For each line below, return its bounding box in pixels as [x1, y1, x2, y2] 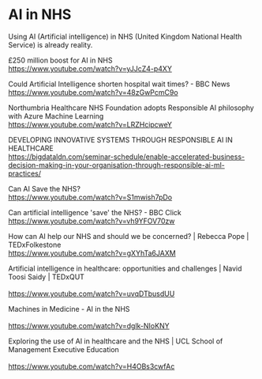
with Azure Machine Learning [8, 111, 104, 120]
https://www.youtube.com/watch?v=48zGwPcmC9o [8, 87, 179, 97]
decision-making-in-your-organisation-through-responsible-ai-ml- [8, 160, 225, 169]
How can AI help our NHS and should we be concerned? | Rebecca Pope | [8, 231, 249, 241]
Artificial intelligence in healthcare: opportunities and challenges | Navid [8, 263, 242, 273]
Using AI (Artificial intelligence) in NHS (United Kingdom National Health [8, 32, 242, 41]
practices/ [8, 169, 42, 178]
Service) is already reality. [8, 40, 93, 49]
